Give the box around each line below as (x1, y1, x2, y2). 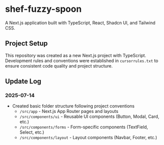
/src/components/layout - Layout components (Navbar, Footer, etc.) (19, 135, 158, 141)
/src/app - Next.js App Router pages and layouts (19, 109, 119, 114)
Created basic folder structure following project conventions (12, 103, 134, 109)
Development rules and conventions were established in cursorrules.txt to (5, 58, 159, 64)
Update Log (5, 77, 42, 86)
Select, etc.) (19, 129, 44, 135)
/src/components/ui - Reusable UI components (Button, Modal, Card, (19, 113, 160, 119)
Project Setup (5, 39, 48, 48)
